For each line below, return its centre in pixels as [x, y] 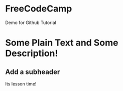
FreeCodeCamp [39, 9]
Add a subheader [33, 72]
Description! [32, 53]
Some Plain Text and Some [62, 43]
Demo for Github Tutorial [31, 22]
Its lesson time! [21, 83]
